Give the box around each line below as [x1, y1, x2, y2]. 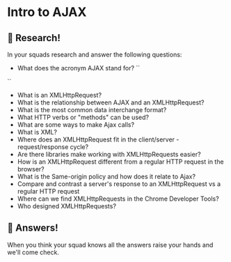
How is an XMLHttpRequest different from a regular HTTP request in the [17, 157, 224, 166]
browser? [17, 165, 45, 173]
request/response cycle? [17, 143, 89, 151]
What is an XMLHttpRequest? [17, 91, 102, 99]
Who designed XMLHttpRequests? [17, 202, 117, 210]
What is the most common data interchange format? [17, 106, 167, 114]
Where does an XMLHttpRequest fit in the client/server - [17, 135, 180, 144]
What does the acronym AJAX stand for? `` [17, 64, 141, 72]
